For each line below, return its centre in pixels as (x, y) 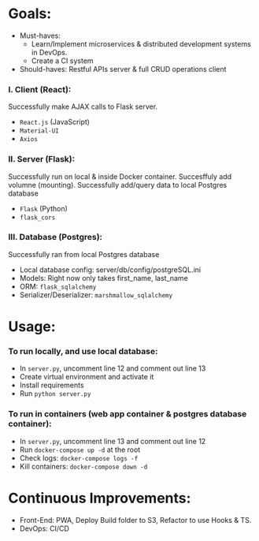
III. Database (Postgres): (55, 237)
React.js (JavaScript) (55, 122)
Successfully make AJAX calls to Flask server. (83, 106)
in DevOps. (49, 52)
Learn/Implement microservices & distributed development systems (141, 43)
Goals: (30, 14)
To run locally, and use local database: (83, 351)
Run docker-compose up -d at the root (80, 450)
